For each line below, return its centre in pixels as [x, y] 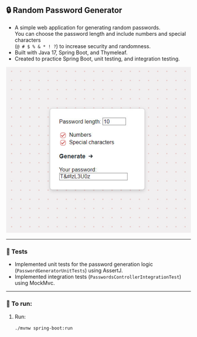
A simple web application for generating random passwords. [87, 27]
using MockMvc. [35, 283]
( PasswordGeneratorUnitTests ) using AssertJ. [69, 271]
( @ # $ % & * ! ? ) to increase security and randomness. [83, 46]
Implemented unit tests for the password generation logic [84, 264]
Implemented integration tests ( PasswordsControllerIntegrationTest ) [98, 277]
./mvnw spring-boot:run [44, 328]
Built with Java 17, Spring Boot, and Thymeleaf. [71, 52]
